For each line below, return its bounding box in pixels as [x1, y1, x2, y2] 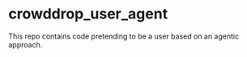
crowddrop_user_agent [8, 5, 168, 23]
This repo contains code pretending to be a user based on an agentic [8, 31, 240, 41]
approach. [8, 39, 43, 49]
